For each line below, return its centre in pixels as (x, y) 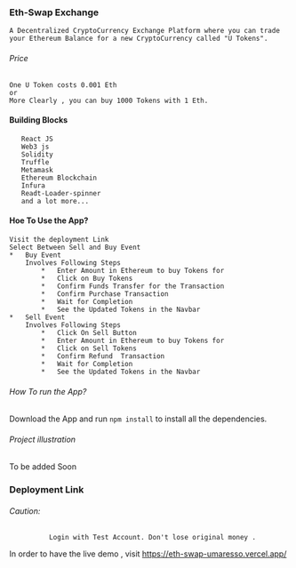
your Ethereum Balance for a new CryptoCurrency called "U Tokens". (139, 39)
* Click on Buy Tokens (87, 278)
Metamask (37, 170)
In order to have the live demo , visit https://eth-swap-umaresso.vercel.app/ (148, 554)
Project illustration (43, 439)
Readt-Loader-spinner (61, 193)
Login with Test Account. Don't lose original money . (152, 538)
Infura (33, 185)
